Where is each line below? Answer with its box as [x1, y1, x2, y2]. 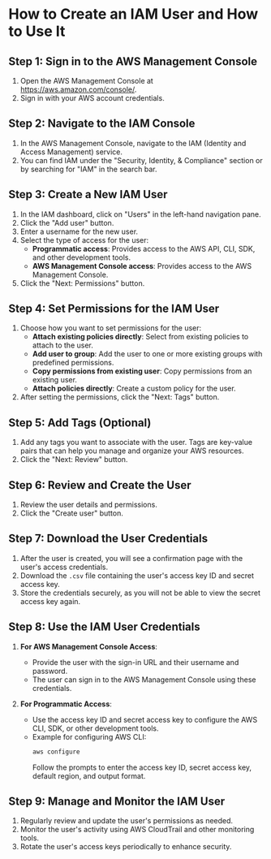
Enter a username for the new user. [19, 227, 139, 236]
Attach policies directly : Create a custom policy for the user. [32, 383, 237, 394]
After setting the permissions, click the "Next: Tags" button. [19, 392, 220, 402]
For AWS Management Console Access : [19, 641, 158, 651]
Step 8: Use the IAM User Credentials [8, 620, 200, 634]
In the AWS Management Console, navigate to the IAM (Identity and [19, 138, 247, 148]
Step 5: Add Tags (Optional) [8, 416, 152, 429]
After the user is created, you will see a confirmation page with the [19, 553, 243, 563]
